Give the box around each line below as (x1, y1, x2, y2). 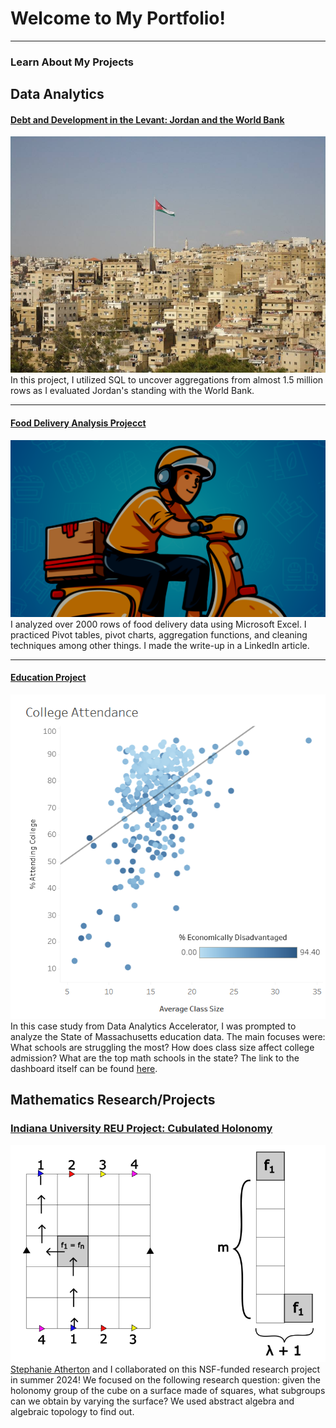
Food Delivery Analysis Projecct (10, 417, 147, 429)
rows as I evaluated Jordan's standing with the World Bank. (10, 385, 255, 397)
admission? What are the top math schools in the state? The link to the (10, 1052, 300, 1064)
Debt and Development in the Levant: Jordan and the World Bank (10, 113, 285, 126)
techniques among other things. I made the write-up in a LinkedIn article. (10, 639, 310, 651)
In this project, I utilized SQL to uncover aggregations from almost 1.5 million (10, 374, 324, 386)
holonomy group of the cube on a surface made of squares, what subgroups (10, 1384, 326, 1396)
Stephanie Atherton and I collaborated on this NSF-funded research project (10, 1363, 321, 1375)
